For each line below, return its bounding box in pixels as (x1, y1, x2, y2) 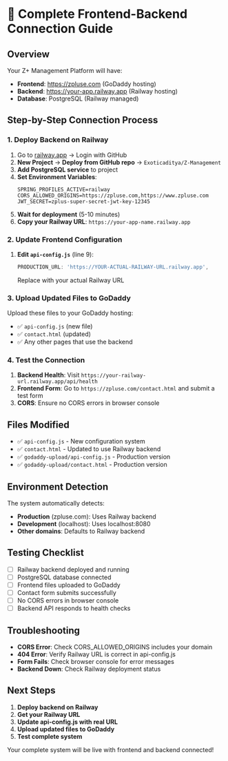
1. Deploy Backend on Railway (7, 135, 109, 145)
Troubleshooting (7, 625, 81, 636)
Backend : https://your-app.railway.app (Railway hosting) (17, 87, 178, 95)
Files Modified (7, 419, 70, 430)
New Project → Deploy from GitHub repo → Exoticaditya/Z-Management (17, 158, 222, 166)
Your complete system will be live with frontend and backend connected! (7, 745, 214, 753)
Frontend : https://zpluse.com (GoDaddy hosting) (17, 80, 156, 88)
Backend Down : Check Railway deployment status (17, 665, 161, 674)
